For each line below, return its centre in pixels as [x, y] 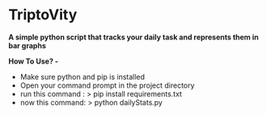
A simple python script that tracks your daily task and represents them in [133, 37]
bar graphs [27, 45]
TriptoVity [43, 15]
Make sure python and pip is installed [83, 76]
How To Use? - [34, 61]
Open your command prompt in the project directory [107, 85]
